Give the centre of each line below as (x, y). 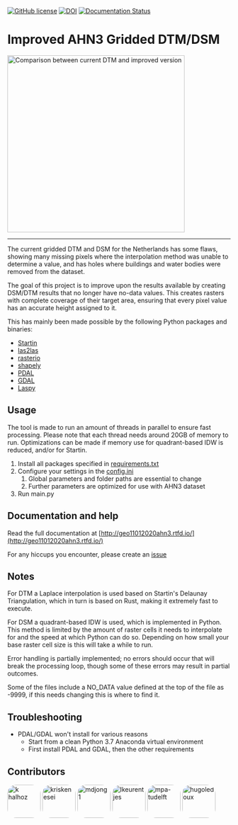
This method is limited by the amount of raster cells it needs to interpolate (115, 630)
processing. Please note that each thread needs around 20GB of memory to (118, 435)
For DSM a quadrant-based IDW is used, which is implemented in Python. (114, 622)
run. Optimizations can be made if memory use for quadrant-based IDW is (115, 442)
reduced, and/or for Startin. (47, 450)
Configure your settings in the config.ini (75, 471)
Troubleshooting (45, 717)
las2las (28, 350)
